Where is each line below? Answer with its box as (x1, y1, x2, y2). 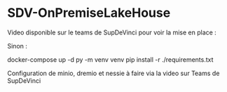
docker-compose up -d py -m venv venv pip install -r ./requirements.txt (7, 55, 214, 64)
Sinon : (7, 41, 28, 50)
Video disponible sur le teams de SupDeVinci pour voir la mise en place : (7, 28, 217, 37)
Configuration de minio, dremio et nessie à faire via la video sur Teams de (7, 69, 220, 77)
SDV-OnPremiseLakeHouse (7, 5, 171, 21)
